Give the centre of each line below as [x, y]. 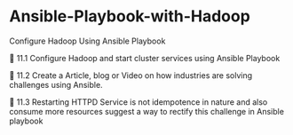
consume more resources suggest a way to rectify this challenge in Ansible [146, 111]
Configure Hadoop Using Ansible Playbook [87, 41]
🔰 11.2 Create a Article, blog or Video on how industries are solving [131, 75]
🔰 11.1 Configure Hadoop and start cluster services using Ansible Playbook [145, 58]
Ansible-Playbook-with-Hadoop [130, 16]
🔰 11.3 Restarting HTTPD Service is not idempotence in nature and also [139, 102]
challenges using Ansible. [56, 84]
